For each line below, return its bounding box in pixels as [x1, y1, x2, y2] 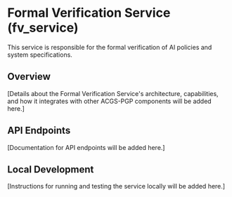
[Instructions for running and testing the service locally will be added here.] [7, 182, 226, 191]
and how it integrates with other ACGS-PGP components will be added [7, 97, 212, 105]
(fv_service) [7, 20, 79, 36]
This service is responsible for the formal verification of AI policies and [7, 43, 212, 51]
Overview [7, 71, 51, 83]
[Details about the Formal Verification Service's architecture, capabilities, [7, 89, 219, 97]
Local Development [7, 163, 94, 175]
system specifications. [7, 50, 72, 59]
